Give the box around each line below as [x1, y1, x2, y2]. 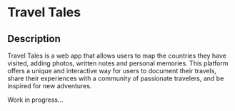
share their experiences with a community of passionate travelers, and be [7, 74, 224, 83]
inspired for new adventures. [7, 82, 92, 90]
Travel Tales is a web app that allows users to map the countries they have [7, 51, 226, 60]
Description [7, 33, 61, 45]
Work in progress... [7, 95, 64, 104]
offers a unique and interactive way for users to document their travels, [7, 67, 216, 75]
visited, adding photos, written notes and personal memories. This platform [7, 59, 229, 68]
